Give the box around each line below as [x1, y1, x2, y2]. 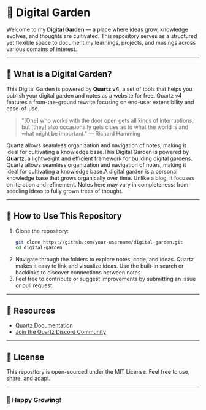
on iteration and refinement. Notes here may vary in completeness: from [6, 180, 189, 188]
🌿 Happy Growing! [6, 395, 62, 404]
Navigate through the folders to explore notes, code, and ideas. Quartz [15, 256, 194, 263]
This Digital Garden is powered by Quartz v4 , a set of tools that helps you [6, 85, 193, 93]
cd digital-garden [15, 245, 63, 251]
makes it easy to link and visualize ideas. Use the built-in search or [15, 262, 184, 269]
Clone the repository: [15, 227, 69, 234]
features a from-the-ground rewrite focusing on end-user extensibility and [6, 98, 194, 106]
